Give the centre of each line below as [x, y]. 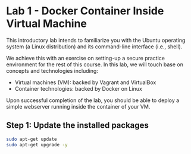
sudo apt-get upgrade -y [37, 144]
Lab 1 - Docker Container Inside [85, 11]
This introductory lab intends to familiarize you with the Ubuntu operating [96, 40]
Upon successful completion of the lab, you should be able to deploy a [93, 100]
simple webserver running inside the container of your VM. [78, 106]
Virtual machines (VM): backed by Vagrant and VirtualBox [85, 82]
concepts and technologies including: [52, 70]
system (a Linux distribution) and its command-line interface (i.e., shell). [94, 47]
